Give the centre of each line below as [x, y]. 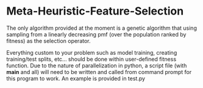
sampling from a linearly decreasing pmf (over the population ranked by [96, 34]
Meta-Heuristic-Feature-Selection [95, 11]
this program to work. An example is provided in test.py [76, 78]
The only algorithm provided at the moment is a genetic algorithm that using [101, 28]
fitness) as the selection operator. [48, 41]
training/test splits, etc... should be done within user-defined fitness [91, 59]
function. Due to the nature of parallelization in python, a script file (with [97, 66]
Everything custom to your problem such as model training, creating [92, 52]
